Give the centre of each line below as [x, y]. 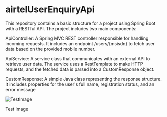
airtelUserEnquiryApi [50, 9]
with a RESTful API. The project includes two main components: [71, 28]
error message [21, 89]
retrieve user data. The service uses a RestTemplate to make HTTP [74, 64]
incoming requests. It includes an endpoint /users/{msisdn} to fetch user [80, 43]
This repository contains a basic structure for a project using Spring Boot [80, 23]
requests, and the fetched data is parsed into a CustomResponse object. [80, 69]
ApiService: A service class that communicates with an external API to [78, 58]
